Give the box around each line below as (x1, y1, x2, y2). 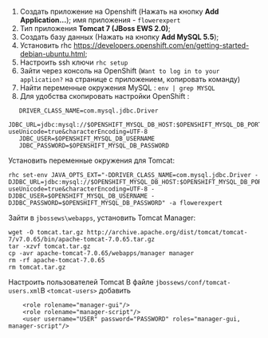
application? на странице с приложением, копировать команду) (19, 75, 241, 84)
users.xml (8, 287, 41, 295)
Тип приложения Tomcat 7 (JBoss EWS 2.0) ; (19, 24, 171, 33)
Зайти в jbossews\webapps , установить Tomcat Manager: (8, 213, 196, 222)
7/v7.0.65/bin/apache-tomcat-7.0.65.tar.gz (8, 235, 156, 243)
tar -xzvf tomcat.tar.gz (8, 242, 91, 250)
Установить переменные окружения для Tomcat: (8, 155, 175, 165)
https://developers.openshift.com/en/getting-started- (73, 41, 250, 50)
